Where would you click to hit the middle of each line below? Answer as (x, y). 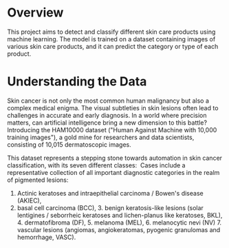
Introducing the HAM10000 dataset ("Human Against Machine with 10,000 (112, 130)
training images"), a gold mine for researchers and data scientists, (101, 137)
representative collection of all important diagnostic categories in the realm (113, 172)
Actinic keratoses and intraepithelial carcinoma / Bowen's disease (110, 193)
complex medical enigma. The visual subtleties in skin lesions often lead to (113, 107)
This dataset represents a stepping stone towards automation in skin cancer (115, 158)
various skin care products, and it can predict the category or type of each (113, 46)
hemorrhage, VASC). (46, 237)
